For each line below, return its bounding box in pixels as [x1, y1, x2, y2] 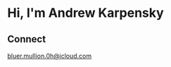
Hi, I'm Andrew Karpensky [7, 5, 164, 21]
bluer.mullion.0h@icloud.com [7, 51, 92, 60]
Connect [7, 33, 46, 45]
